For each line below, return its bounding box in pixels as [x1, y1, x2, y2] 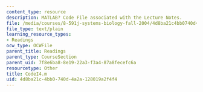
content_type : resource [6, 8, 66, 15]
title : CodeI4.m [6, 71, 47, 77]
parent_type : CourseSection [6, 54, 77, 60]
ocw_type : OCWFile [6, 43, 53, 49]
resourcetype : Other [6, 65, 59, 71]
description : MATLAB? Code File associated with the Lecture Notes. [6, 15, 182, 21]
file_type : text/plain [6, 25, 63, 32]
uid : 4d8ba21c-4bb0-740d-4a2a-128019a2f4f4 [6, 76, 118, 82]
